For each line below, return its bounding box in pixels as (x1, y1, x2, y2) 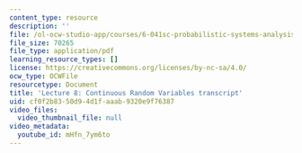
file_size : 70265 (9, 38, 75, 48)
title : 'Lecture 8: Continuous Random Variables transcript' (9, 88, 244, 97)
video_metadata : (9, 122, 70, 131)
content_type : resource (9, 13, 99, 22)
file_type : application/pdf (9, 47, 115, 56)
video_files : (9, 105, 58, 114)
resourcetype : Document (9, 80, 99, 89)
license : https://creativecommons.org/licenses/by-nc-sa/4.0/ (9, 64, 247, 73)
